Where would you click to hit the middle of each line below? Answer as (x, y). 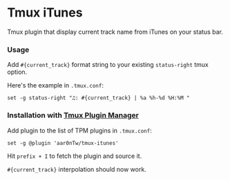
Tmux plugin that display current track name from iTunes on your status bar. (115, 32)
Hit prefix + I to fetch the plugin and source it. (75, 156)
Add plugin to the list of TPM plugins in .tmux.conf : (79, 130)
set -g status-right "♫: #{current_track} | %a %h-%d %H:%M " (98, 98)
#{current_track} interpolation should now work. (77, 169)
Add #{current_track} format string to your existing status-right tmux (108, 65)
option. (17, 72)
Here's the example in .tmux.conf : (55, 86)
